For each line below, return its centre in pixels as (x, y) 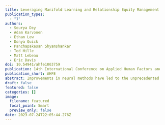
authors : (14, 23)
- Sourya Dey (23, 28)
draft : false (18, 83)
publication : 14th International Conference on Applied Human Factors (79, 69)
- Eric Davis (23, 60)
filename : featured (29, 101)
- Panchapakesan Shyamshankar (40, 46)
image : (12, 96)
